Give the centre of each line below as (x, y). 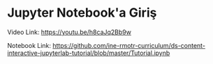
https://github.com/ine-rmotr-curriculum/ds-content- (129, 45)
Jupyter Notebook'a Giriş (82, 13)
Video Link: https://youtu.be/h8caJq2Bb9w (69, 32)
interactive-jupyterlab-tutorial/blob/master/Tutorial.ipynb (89, 53)
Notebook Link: (29, 45)
